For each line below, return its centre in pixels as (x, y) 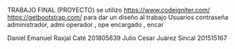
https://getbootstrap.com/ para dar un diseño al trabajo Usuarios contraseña (118, 17)
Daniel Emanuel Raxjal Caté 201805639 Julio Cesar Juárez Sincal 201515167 (117, 38)
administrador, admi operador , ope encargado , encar (86, 24)
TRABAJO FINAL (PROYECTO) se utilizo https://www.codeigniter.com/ (109, 10)
